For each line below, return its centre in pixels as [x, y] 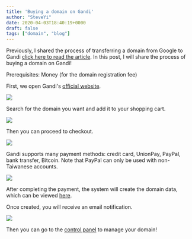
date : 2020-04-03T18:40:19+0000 [46, 23]
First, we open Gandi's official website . [54, 86]
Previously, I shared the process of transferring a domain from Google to [95, 50]
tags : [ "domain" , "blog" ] [38, 34]
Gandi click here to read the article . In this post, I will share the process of [96, 57]
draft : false [22, 28]
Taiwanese [19, 167]
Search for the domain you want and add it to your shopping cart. [86, 109]
